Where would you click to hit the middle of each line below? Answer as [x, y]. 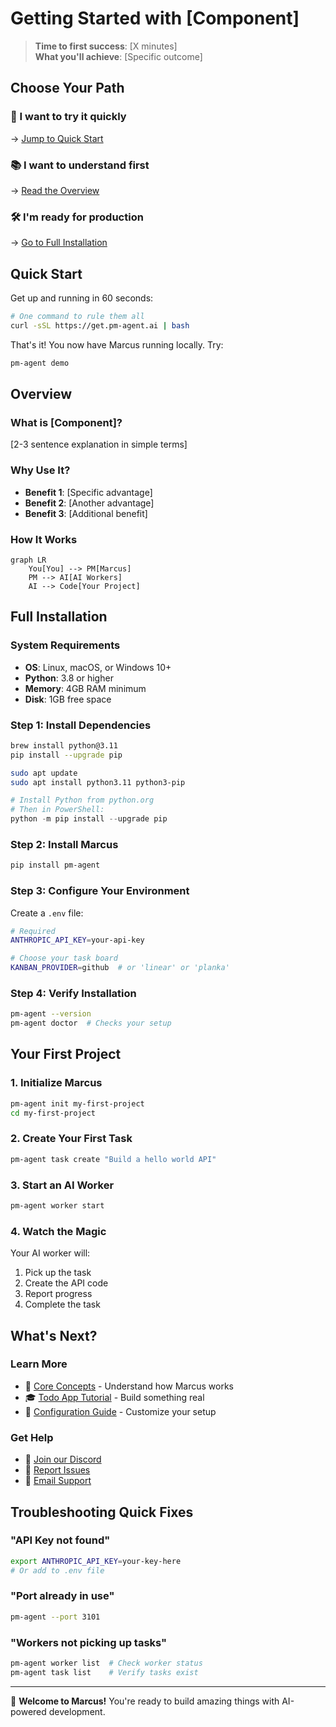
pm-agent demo [40, 363]
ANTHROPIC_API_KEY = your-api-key [77, 940]
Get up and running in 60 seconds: [82, 298]
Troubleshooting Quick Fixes [102, 1512]
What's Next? [54, 1335]
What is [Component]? [66, 422]
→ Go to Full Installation [59, 243]
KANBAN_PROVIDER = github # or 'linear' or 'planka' [120, 968]
